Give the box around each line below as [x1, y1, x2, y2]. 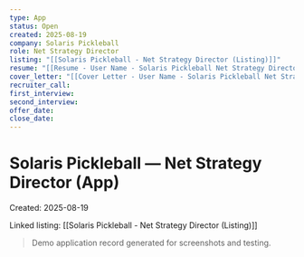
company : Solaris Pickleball [9, 38, 119, 48]
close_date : [9, 114, 54, 123]
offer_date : [9, 106, 54, 115]
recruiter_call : [9, 81, 71, 90]
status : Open [9, 22, 59, 31]
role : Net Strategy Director [9, 47, 119, 56]
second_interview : [9, 97, 79, 107]
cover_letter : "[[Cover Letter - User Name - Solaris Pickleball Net [9, 72, 278, 81]
